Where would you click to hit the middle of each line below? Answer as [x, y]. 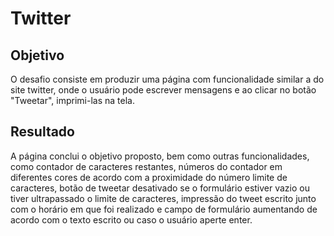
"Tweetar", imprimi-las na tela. [72, 100]
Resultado [42, 132]
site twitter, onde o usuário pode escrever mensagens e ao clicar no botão [163, 90]
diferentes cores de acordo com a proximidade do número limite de [149, 177]
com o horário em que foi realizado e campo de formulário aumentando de [164, 209]
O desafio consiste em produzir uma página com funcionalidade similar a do [167, 79]
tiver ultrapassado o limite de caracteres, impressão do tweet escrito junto [163, 198]
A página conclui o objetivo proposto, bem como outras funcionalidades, [160, 156]
